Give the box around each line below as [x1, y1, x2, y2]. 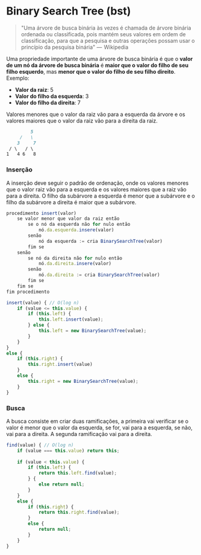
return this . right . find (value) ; [38, 509, 120, 516]
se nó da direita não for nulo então [28, 255, 122, 261]
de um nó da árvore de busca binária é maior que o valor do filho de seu [6, 62, 189, 69]
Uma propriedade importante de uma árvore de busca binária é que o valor [6, 55, 193, 62]
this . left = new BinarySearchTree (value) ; [38, 328, 147, 334]
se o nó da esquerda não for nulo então [28, 222, 131, 228]
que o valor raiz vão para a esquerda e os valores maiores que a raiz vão [6, 185, 187, 193]
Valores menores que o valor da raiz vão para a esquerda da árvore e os [6, 111, 185, 118]
